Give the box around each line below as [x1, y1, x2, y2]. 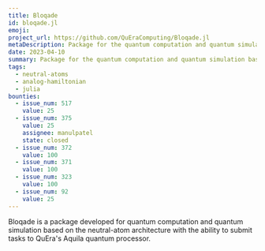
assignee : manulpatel [22, 129, 93, 137]
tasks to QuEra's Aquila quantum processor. [8, 234, 151, 243]
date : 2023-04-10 [8, 48, 65, 56]
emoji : [8, 26, 30, 34]
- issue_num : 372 [15, 144, 73, 152]
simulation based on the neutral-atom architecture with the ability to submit [8, 225, 252, 234]
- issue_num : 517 [15, 99, 73, 107]
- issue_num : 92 [15, 187, 69, 196]
